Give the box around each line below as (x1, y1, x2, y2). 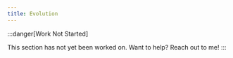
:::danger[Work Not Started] (7, 29, 89, 38)
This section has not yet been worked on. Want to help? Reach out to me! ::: (7, 43, 227, 51)
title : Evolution (7, 10, 58, 17)
